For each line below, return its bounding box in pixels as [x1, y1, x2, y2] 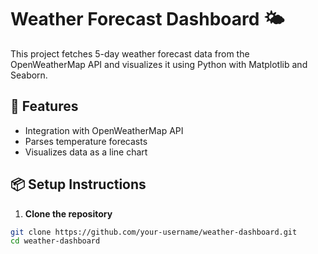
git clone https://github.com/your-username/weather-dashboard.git [10, 227, 298, 237]
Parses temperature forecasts [24, 135, 148, 147]
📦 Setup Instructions [10, 176, 147, 193]
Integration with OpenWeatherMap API [24, 124, 184, 136]
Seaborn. [10, 69, 48, 81]
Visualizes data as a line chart [24, 146, 148, 158]
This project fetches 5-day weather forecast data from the [10, 47, 250, 60]
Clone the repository [24, 207, 113, 220]
